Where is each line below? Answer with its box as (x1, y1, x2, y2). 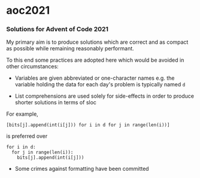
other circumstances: (6, 63, 59, 70)
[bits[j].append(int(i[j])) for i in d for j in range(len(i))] (6, 122, 170, 128)
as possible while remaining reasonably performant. (6, 45, 135, 52)
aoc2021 (6, 4, 50, 17)
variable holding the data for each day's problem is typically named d (14, 81, 186, 88)
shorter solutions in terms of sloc (14, 99, 97, 106)
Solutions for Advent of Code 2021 (6, 25, 109, 34)
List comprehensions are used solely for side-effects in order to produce (14, 92, 195, 99)
